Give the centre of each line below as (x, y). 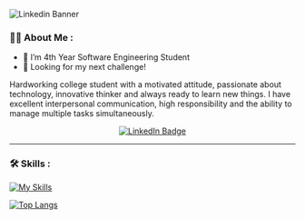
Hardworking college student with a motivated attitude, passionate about (145, 85)
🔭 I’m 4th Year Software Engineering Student (106, 57)
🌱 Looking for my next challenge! (84, 67)
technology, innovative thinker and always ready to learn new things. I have (150, 95)
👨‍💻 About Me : (42, 37)
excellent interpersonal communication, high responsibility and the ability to (151, 104)
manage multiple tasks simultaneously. (82, 114)
